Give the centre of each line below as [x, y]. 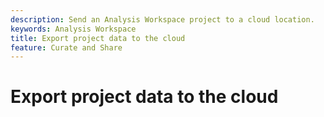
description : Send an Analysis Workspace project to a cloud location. [162, 19]
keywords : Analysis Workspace [73, 29]
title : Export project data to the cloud [98, 38]
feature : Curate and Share [66, 47]
